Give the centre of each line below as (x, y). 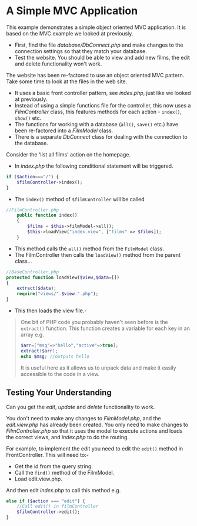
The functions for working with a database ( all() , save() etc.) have (96, 124)
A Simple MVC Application (72, 11)
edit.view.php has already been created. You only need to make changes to (97, 424)
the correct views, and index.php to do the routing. (68, 437)
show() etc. (28, 118)
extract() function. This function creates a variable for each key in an (105, 328)
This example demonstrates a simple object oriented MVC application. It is (96, 27)
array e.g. (32, 335)
